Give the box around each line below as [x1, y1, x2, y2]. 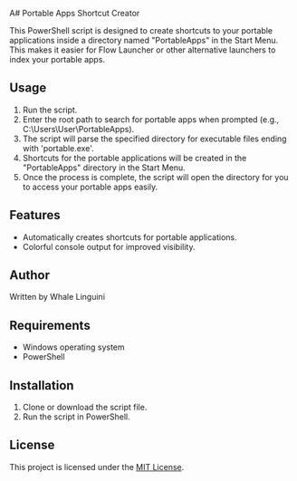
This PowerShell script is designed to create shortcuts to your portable [9, 25, 273, 35]
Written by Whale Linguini [9, 292, 106, 303]
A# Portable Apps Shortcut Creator [9, 8, 140, 18]
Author [9, 267, 50, 284]
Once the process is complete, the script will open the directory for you [22, 171, 289, 182]
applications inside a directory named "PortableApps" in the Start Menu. [9, 35, 279, 45]
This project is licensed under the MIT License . [9, 461, 185, 472]
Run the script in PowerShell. [22, 411, 131, 422]
